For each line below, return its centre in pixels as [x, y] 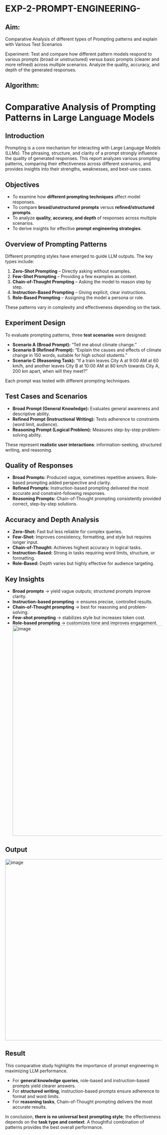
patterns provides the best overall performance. [54, 1127]
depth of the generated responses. [41, 70]
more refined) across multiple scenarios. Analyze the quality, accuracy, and [83, 65]
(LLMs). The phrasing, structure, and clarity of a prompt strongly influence [81, 153]
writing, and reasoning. [29, 450]
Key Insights [25, 579]
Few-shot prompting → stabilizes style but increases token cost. [79, 618]
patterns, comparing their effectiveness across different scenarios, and [78, 164]
